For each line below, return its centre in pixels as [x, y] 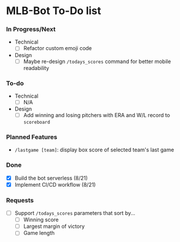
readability [36, 68]
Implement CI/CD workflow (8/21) [55, 184]
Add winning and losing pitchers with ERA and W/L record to [97, 115]
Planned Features [32, 137]
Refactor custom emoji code [58, 48]
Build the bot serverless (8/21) [51, 178]
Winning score [41, 220]
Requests [20, 200]
